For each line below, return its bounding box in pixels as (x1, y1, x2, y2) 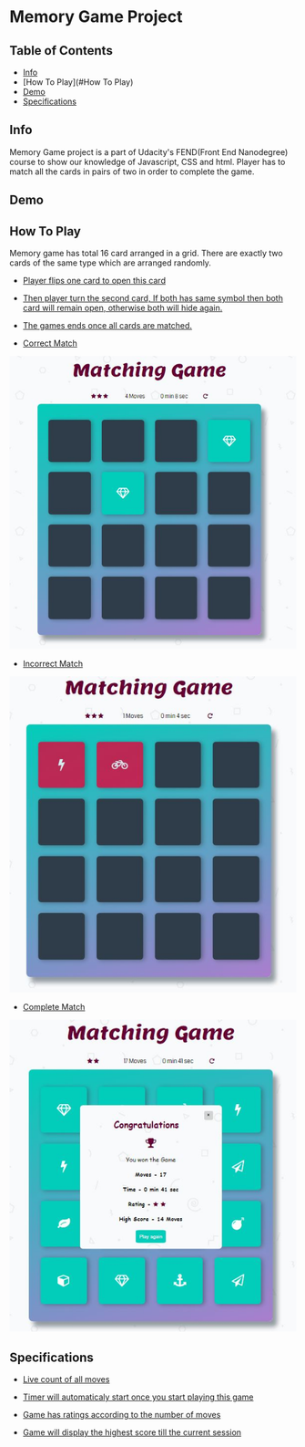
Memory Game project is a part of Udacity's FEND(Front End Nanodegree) (9, 146, 289, 157)
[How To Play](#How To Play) (22, 77, 134, 88)
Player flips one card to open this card (22, 276, 167, 286)
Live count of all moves (22, 1374, 110, 1385)
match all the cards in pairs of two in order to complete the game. (9, 166, 255, 177)
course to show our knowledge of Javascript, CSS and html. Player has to (9, 156, 286, 167)
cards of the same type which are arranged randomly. (9, 257, 212, 268)
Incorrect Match (22, 658, 84, 669)
